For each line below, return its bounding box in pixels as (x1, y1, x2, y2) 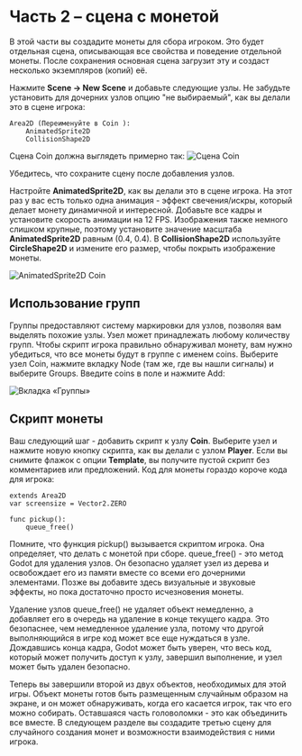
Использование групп (9, 296, 141, 312)
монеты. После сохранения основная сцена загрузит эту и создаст (9, 55, 270, 66)
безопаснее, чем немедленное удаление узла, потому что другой (9, 623, 264, 633)
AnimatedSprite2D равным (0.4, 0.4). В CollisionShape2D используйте (9, 232, 281, 244)
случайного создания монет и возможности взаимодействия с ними (9, 726, 276, 737)
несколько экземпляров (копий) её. (9, 65, 148, 76)
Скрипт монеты (9, 412, 104, 427)
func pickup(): (9, 515, 67, 524)
